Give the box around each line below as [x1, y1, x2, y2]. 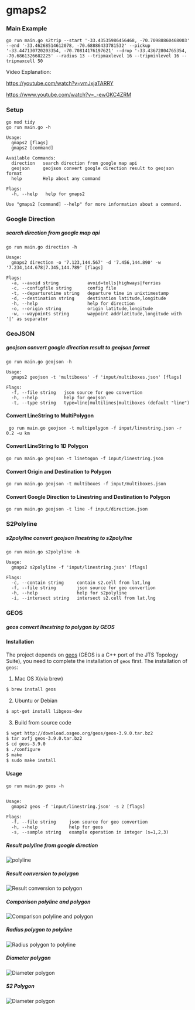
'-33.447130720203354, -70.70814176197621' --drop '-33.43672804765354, [6, 48, 187, 54]
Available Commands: [6, 155, 57, 161]
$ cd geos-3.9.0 [6, 741, 46, 747]
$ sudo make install [6, 757, 57, 763]
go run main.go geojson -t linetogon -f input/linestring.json [6, 455, 164, 461]
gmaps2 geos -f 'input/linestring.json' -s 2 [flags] [11, 804, 145, 810]
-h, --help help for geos [11, 824, 104, 830]
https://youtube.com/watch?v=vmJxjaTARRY [6, 80, 114, 87]
